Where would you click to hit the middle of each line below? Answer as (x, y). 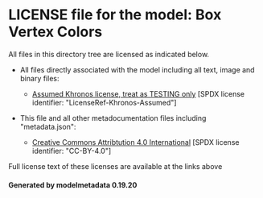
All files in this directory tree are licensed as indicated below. (109, 54)
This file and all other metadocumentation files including (113, 118)
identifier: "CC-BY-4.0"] (72, 151)
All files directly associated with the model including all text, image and (137, 69)
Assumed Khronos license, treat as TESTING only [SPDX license (138, 93)
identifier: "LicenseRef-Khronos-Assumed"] (104, 102)
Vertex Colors (55, 32)
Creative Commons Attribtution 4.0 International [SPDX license (136, 142)
